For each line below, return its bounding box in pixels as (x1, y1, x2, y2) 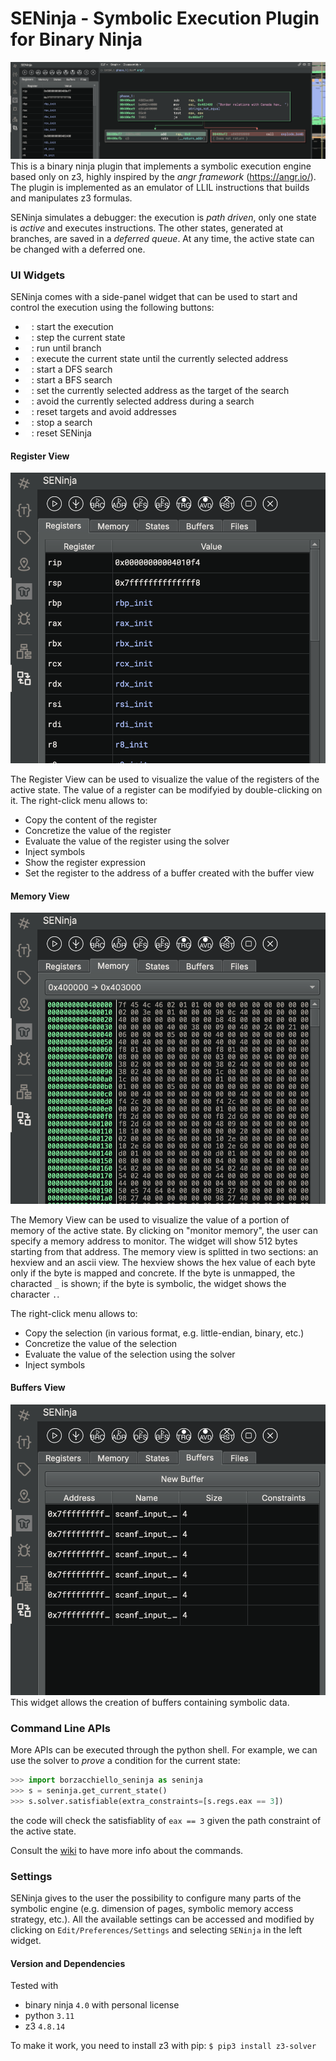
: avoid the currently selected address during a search (31, 395, 255, 407)
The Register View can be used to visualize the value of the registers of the (10, 773, 320, 786)
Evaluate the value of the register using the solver (24, 835, 230, 847)
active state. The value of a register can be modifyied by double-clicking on (10, 784, 323, 796)
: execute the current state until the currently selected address (31, 352, 289, 364)
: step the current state (31, 331, 126, 343)
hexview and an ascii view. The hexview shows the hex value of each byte (10, 1256, 316, 1268)
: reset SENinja (31, 427, 92, 439)
